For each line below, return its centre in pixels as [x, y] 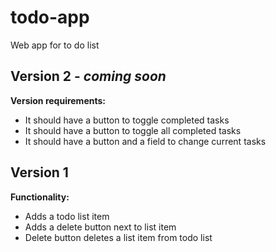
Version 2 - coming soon [88, 76]
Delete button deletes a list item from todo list [118, 237]
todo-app [50, 17]
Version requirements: [58, 100]
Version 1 [39, 172]
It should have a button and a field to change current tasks [145, 141]
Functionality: [40, 197]
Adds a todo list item [67, 216]
